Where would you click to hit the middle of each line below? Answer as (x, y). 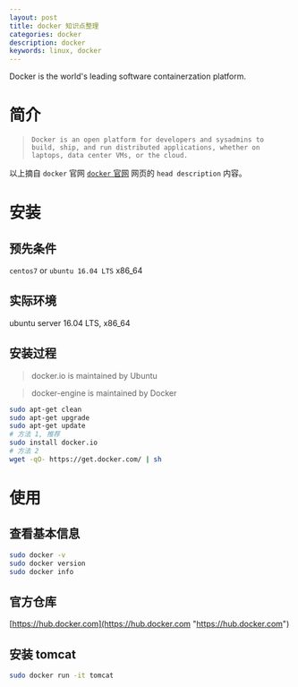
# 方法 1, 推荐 (35, 434)
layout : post (34, 17)
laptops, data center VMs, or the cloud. (109, 156)
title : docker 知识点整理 (54, 26)
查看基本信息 (45, 534)
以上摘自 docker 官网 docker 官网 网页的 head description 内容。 (128, 173)
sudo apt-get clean (46, 409)
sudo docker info (42, 571)
